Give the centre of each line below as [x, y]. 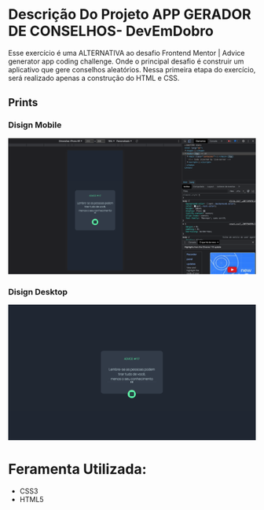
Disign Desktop [38, 292]
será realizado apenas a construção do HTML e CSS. [94, 78]
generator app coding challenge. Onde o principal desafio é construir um [126, 61]
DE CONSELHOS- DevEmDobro [111, 31]
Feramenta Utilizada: [77, 469]
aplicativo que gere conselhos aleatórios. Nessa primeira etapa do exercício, [132, 69]
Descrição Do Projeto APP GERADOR [130, 15]
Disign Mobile [35, 125]
